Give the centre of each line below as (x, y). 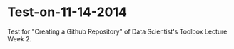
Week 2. (20, 38)
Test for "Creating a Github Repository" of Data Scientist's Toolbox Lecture (117, 31)
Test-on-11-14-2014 (67, 12)
